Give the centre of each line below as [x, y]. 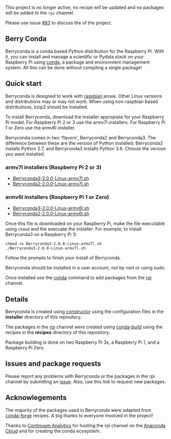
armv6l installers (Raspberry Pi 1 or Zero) [57, 197]
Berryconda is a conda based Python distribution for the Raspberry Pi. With [85, 51]
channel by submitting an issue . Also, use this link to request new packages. [86, 382]
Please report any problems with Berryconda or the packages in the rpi [80, 376]
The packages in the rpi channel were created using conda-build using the [84, 327]
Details [17, 299]
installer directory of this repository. [44, 317]
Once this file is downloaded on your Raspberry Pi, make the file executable [85, 224]
